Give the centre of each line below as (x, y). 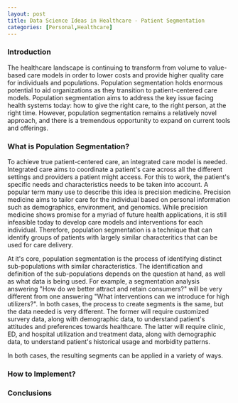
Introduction (29, 52)
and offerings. (28, 128)
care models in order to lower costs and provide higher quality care (125, 75)
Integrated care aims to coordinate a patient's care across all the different (115, 169)
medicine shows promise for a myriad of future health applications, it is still (117, 215)
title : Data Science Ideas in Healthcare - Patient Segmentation (106, 21)
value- (218, 68)
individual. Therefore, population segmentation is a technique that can (110, 230)
